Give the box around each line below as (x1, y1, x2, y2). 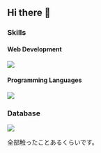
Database (7, 108, 40, 118)
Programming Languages (7, 76, 82, 84)
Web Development (7, 45, 63, 53)
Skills (7, 28, 26, 38)
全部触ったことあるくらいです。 (7, 138, 99, 147)
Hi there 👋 (7, 7, 51, 19)
